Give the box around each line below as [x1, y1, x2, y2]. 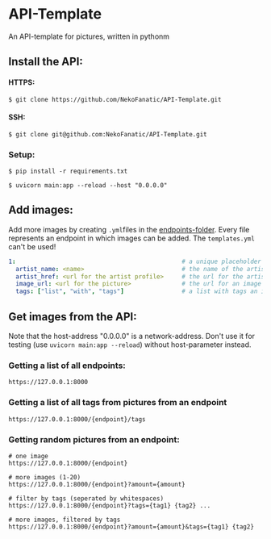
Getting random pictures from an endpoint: [8, 433, 180, 445]
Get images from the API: [8, 310, 137, 324]
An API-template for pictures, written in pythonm [8, 31, 170, 41]
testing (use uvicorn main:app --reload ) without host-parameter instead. [8, 340, 252, 349]
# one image [8, 452, 48, 460]
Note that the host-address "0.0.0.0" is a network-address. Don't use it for [8, 332, 256, 341]
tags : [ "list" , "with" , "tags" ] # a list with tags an [15, 287, 258, 295]
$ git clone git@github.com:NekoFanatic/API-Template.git [8, 130, 207, 138]
